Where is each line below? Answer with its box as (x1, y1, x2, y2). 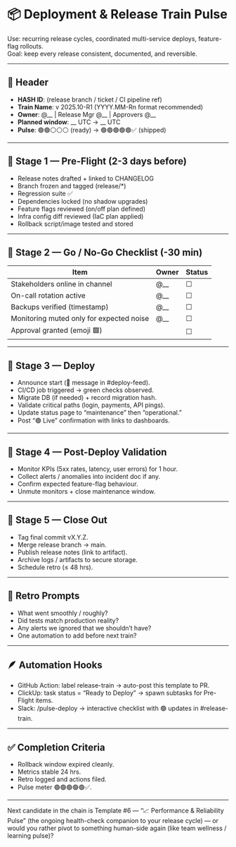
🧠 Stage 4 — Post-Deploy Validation (7, 446, 167, 458)
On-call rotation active (11, 291, 86, 300)
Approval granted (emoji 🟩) (11, 326, 103, 336)
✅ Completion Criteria (7, 741, 105, 753)
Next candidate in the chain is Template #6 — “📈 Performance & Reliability (7, 806, 225, 815)
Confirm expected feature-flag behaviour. (17, 480, 138, 488)
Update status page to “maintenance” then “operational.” (17, 408, 183, 417)
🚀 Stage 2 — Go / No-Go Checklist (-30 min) (7, 246, 203, 258)
